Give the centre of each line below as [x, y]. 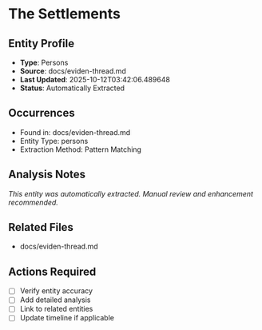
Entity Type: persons [54, 141]
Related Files [41, 227]
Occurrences [42, 113]
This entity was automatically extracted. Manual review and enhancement [131, 193]
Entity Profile [41, 44]
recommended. [33, 202]
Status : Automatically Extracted [72, 88]
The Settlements [65, 14]
